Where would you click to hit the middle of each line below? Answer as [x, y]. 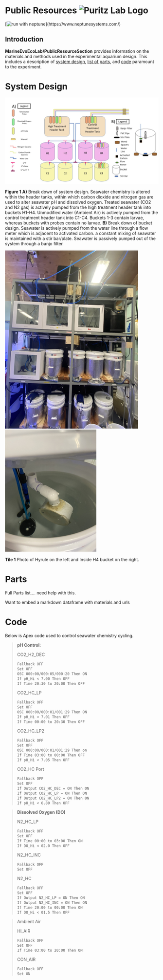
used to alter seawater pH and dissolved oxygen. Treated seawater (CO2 [78, 202]
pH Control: [29, 645]
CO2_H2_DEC [31, 654]
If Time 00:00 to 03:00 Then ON [50, 841]
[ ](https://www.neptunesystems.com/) [63, 24]
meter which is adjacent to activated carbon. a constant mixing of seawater [81, 233]
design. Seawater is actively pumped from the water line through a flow [77, 228]
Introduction [24, 39]
